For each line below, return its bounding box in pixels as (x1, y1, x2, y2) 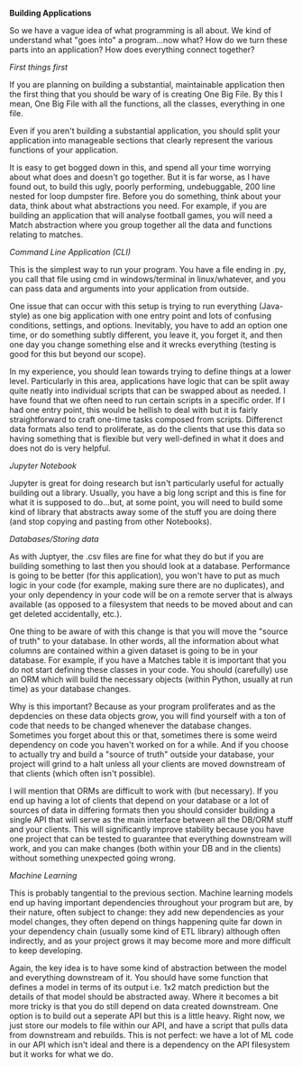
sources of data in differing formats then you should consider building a (9, 805, 276, 815)
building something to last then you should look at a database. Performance (9, 561, 290, 571)
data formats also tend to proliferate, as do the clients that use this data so (9, 424, 286, 434)
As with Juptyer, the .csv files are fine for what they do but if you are (9, 551, 264, 562)
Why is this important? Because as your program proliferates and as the (9, 701, 276, 712)
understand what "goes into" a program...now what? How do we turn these (9, 35, 288, 45)
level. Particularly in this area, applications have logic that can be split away (9, 376, 290, 386)
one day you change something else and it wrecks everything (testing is (9, 339, 277, 350)
